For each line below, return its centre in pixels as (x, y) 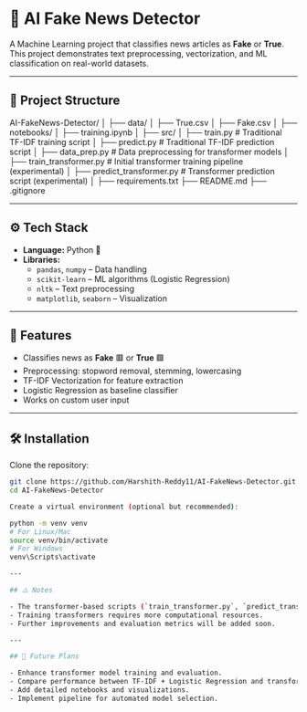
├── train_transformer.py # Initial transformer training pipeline (127, 161)
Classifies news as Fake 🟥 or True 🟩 (93, 358)
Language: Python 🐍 (62, 249)
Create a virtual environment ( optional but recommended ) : (124, 507)
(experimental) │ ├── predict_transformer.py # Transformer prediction (143, 171)
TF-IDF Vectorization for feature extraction (103, 381)
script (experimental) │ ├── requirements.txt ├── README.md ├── (138, 181)
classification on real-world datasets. (79, 63)
